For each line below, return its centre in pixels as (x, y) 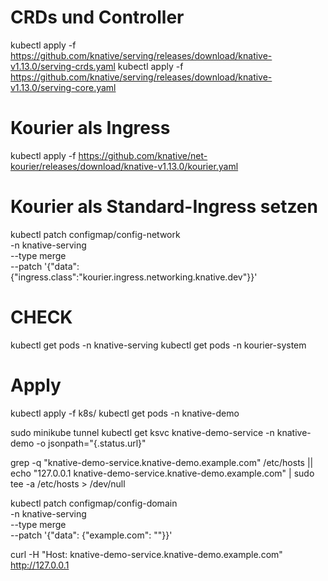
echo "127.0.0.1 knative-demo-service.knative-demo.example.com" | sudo (162, 473)
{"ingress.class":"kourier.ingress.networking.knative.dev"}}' (134, 277)
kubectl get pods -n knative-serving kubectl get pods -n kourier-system (158, 345)
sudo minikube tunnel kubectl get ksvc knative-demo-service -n (142, 432)
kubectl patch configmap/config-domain (94, 503)
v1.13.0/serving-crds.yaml (63, 66)
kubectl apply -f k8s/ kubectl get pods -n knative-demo (125, 413)
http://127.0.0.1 (40, 565)
